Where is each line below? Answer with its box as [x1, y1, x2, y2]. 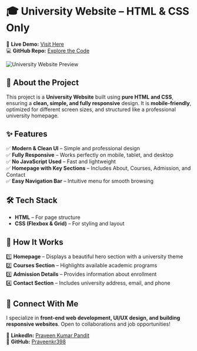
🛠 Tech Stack [6, 195, 58, 205]
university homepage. [6, 112, 59, 119]
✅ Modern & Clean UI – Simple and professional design [6, 144, 140, 151]
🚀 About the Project [6, 77, 79, 88]
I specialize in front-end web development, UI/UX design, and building [6, 315, 181, 321]
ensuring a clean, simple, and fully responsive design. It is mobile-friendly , [6, 99, 192, 106]
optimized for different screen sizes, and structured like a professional [6, 106, 176, 113]
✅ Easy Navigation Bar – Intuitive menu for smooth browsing [6, 177, 154, 184]
